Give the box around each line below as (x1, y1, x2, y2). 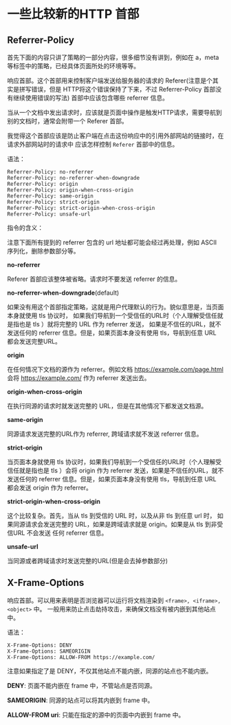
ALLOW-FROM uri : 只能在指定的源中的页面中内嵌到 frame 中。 (7, 711, 185, 719)
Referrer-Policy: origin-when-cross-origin (7, 187, 134, 193)
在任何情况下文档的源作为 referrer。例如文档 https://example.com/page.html (7, 366, 223, 373)
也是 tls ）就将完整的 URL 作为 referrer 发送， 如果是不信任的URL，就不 (19, 320, 221, 328)
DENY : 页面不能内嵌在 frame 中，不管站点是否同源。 (7, 681, 157, 689)
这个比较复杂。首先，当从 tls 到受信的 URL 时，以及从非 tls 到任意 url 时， (7, 512, 216, 520)
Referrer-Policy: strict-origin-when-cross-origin (7, 204, 155, 211)
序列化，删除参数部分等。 (7, 247, 80, 255)
